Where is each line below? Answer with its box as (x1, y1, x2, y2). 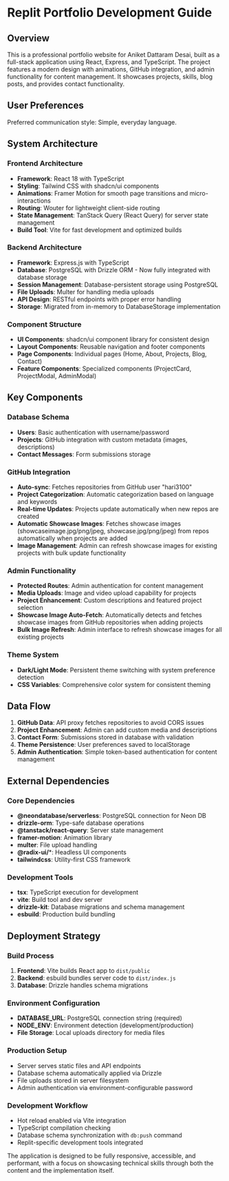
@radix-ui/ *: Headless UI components (17, 848, 127, 856)
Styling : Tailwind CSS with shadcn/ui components (17, 181, 160, 190)
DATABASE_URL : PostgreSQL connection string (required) (17, 1014, 182, 1023)
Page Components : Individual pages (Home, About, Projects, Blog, (17, 350, 208, 358)
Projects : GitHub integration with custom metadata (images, (17, 435, 188, 444)
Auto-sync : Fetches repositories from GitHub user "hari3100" (17, 483, 193, 491)
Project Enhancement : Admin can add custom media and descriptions (17, 726, 218, 735)
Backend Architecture (7, 243, 83, 252)
